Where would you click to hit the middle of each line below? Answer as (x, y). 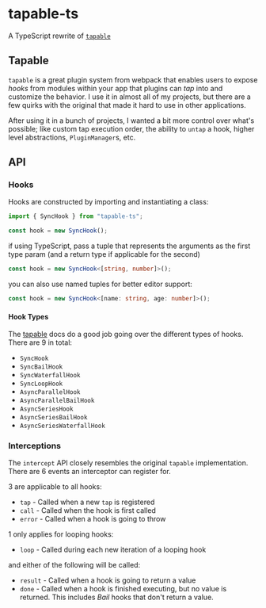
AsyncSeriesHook (46, 409)
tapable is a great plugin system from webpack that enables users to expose (133, 79)
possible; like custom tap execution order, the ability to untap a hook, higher (131, 128)
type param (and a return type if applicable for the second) (104, 254)
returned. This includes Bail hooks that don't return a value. (116, 597)
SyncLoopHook (41, 384)
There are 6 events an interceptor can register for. (90, 472)
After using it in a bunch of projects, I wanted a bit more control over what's (131, 120)
